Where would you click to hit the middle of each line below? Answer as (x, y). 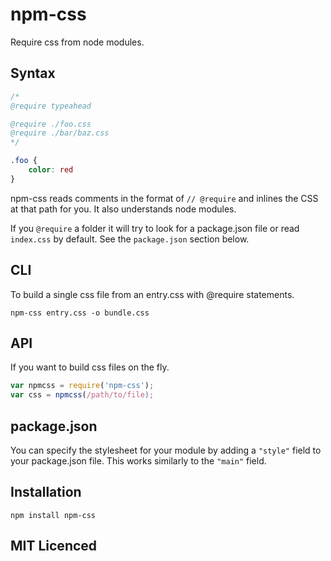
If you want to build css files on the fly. (90, 367)
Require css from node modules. (77, 42)
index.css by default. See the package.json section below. (130, 239)
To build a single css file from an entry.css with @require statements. (152, 294)
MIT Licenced (54, 546)
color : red (51, 170)
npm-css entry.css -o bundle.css (80, 313)
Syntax (33, 73)
